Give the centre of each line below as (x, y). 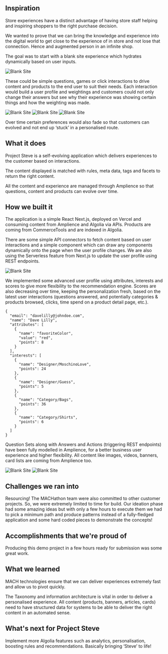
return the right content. (30, 176)
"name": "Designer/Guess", (47, 382)
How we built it (29, 207)
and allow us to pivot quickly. (35, 587)
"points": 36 (32, 404)
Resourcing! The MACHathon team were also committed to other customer (83, 498)
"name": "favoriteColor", (46, 334)
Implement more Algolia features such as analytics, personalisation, (75, 640)
